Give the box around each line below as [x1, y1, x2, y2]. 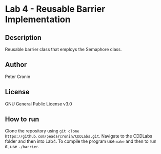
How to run [5, 115, 40, 124]
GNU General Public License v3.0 [5, 101, 72, 106]
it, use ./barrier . [5, 144, 40, 150]
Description [5, 33, 41, 42]
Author [5, 60, 27, 69]
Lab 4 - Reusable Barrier [5, 3, 105, 15]
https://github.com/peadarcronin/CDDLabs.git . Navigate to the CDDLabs [5, 133, 153, 139]
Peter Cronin [5, 74, 31, 79]
